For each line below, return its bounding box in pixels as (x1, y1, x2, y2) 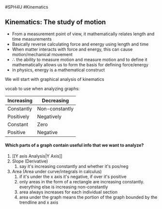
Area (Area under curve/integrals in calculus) (12, 169, 102, 175)
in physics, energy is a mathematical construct (12, 67, 105, 73)
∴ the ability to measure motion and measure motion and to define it (12, 57, 147, 62)
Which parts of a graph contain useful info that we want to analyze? (5, 142, 144, 148)
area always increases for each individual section (19, 189, 118, 195)
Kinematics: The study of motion (5, 18, 106, 26)
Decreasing (42, 97, 69, 104)
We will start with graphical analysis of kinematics (5, 76, 104, 82)
